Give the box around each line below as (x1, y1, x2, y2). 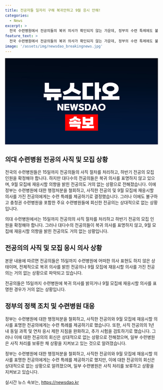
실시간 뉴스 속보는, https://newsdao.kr (5, 379, 79, 385)
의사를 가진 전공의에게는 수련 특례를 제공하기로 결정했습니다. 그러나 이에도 (5, 194, 145, 199)
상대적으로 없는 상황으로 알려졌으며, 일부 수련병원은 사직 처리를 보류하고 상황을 (5, 363, 154, 369)
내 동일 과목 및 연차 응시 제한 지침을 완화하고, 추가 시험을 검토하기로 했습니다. (5, 328, 151, 334)
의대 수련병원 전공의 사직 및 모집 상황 (5, 155, 108, 163)
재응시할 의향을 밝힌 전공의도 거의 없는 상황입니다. (14, 228, 109, 234)
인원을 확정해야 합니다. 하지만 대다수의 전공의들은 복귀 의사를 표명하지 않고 (5, 175, 147, 181)
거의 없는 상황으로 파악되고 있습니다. (14, 270, 83, 275)
